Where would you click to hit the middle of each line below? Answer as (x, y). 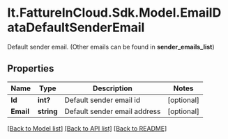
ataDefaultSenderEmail (76, 27)
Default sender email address (113, 111)
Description (113, 88)
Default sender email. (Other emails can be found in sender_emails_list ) (111, 47)
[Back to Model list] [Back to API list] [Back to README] (87, 128)
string (47, 111)
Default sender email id (102, 100)
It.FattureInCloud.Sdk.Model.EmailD (114, 13)
